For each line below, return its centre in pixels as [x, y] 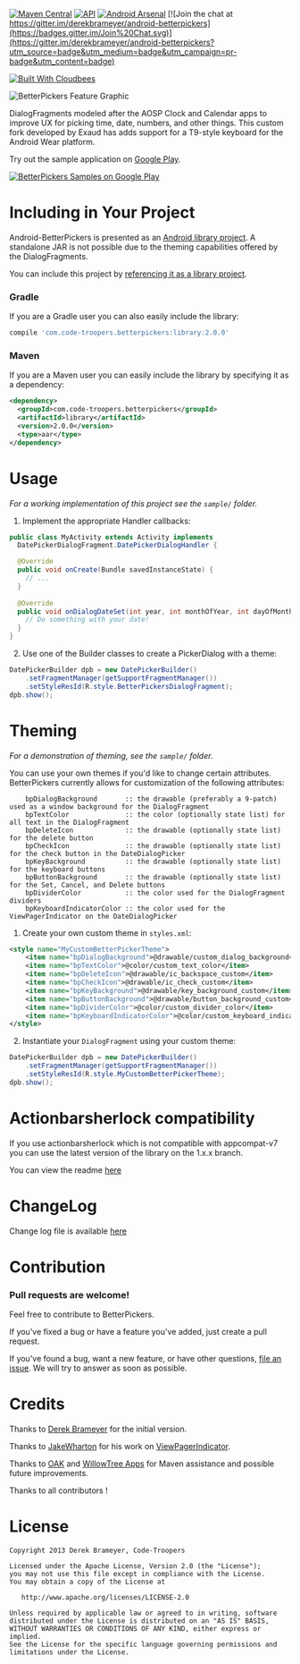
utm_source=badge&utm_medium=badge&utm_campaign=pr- [123, 52]
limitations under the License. [69, 1652]
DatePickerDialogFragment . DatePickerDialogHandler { [117, 546]
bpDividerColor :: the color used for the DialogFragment [155, 893]
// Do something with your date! [87, 620]
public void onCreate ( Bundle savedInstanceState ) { [116, 570]
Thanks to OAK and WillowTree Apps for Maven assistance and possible [142, 1464]
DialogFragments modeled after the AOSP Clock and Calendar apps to [138, 113]
